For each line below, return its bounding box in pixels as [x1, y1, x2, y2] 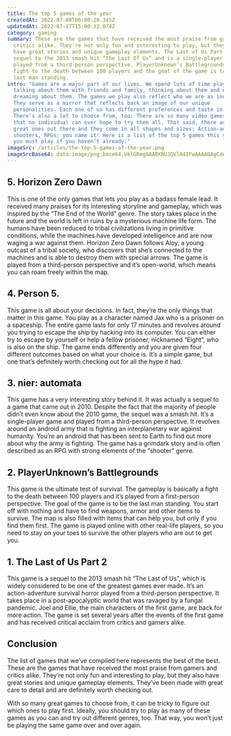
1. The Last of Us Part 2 [7, 556, 108, 568]
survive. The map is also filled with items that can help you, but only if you [7, 514, 217, 523]
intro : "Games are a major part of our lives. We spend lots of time [7, 81, 211, 87]
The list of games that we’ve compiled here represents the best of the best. [7, 656, 221, 664]
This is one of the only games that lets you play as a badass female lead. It [7, 194, 219, 203]
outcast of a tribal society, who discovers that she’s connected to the [7, 246, 203, 254]
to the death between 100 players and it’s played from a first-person [7, 492, 199, 501]
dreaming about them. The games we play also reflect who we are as [13, 94, 214, 101]
